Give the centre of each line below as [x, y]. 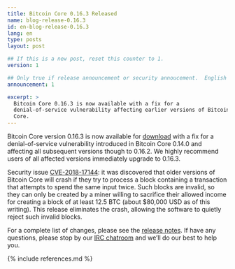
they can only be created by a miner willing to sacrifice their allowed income [117, 194]
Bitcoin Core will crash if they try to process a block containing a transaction [117, 180]
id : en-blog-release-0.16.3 [48, 27]
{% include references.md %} [50, 259]
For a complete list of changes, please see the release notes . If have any [112, 230]
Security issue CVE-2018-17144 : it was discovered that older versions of [111, 172]
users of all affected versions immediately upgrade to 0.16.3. [94, 159]
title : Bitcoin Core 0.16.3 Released [62, 14]
